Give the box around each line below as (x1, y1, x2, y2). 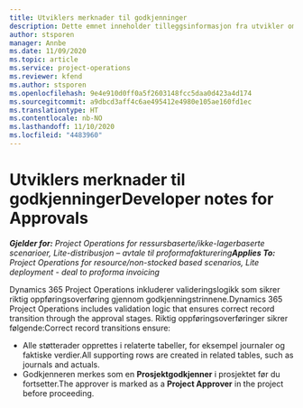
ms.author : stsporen (9, 80, 87, 89)
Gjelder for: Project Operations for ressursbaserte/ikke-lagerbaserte (9, 237, 265, 248)
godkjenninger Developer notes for (9, 189, 274, 209)
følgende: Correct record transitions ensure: (9, 322, 171, 333)
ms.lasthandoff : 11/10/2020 (9, 123, 115, 132)
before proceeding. (22, 387, 95, 398)
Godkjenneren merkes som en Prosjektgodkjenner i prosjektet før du (22, 368, 281, 379)
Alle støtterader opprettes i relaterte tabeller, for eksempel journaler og (22, 339, 286, 350)
